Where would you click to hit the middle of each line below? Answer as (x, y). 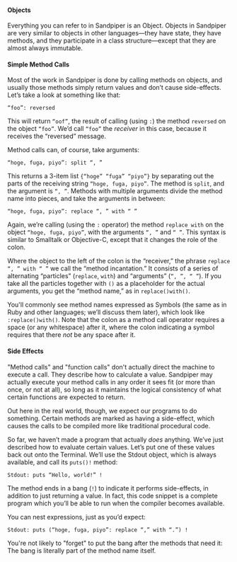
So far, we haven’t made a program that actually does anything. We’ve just (116, 440)
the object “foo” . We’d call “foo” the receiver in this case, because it (107, 129)
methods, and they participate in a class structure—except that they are (112, 41)
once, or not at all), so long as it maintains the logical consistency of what (114, 389)
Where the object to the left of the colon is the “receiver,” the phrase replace (119, 261)
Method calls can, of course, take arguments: (74, 150)
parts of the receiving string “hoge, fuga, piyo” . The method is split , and (116, 183)
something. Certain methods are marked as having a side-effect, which (111, 418)
